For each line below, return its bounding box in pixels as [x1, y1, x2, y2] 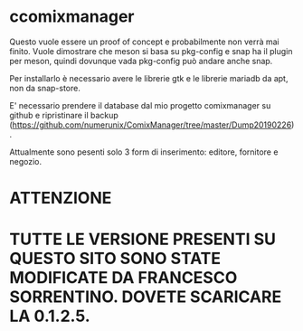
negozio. [9, 156, 43, 166]
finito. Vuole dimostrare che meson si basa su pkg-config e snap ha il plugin [9, 45, 293, 56]
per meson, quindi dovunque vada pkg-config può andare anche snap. [9, 55, 273, 66]
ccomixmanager [9, 6, 135, 27]
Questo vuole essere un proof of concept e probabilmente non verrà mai [9, 36, 279, 47]
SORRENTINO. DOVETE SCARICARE [9, 287, 282, 307]
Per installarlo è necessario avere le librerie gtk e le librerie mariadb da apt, [9, 72, 289, 83]
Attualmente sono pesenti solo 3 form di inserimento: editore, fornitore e [9, 147, 279, 157]
